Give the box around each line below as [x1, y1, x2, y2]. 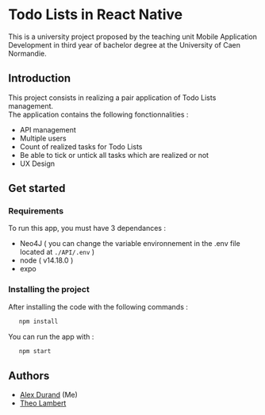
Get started [8, 182, 66, 195]
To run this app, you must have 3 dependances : [8, 224, 167, 233]
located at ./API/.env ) [19, 248, 95, 257]
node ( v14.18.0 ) [19, 256, 74, 265]
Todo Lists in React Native [8, 6, 183, 24]
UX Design [19, 159, 56, 168]
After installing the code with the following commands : [8, 302, 189, 311]
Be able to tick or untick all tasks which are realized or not [19, 150, 209, 159]
